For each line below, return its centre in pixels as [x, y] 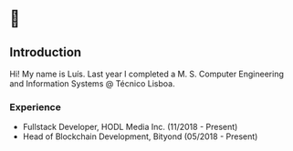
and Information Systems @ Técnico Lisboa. [92, 84]
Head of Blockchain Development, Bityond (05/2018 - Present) [140, 136]
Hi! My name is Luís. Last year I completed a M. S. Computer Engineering [147, 74]
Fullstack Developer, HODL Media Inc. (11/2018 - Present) [130, 127]
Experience [35, 106]
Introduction [46, 52]
